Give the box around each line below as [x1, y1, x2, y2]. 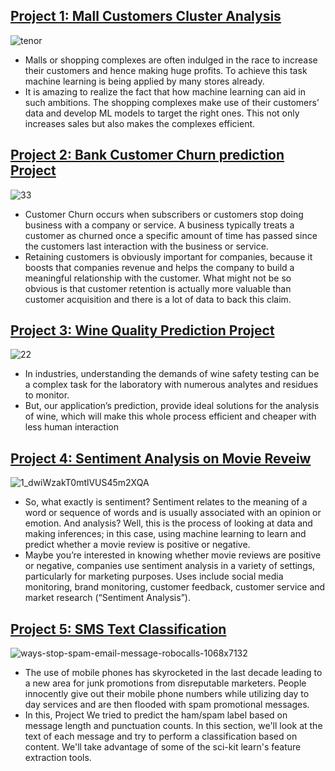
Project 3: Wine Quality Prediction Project [10, 322, 275, 339]
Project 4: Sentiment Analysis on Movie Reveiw [10, 450, 312, 467]
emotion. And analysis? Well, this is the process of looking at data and [24, 517, 313, 529]
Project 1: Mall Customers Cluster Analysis [10, 8, 282, 25]
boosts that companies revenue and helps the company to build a [24, 261, 295, 273]
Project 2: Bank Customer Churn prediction [10, 147, 285, 164]
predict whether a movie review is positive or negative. [24, 539, 251, 551]
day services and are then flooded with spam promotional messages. [24, 699, 310, 711]
